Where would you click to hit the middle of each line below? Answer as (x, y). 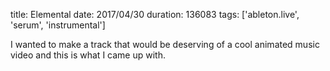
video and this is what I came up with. (88, 55)
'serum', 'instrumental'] (58, 25)
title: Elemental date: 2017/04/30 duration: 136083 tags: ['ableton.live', (155, 14)
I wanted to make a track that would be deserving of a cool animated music (165, 44)
